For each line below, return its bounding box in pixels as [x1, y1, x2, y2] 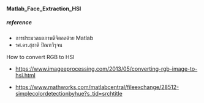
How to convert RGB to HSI [6, 53, 75, 60]
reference [6, 19, 32, 26]
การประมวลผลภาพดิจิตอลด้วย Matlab [15, 34, 94, 41]
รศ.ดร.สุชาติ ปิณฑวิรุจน [15, 41, 62, 48]
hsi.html [15, 71, 36, 79]
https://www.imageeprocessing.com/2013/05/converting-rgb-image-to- [15, 65, 198, 73]
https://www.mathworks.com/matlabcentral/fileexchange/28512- [15, 83, 179, 91]
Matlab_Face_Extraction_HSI [6, 5, 81, 12]
